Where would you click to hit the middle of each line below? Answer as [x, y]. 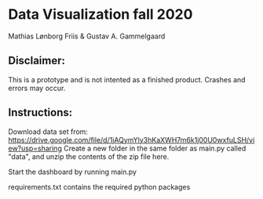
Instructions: [40, 112]
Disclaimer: [37, 61]
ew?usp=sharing [35, 148]
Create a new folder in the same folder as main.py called [155, 148]
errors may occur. [37, 88]
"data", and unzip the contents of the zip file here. [89, 156]
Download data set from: [48, 132]
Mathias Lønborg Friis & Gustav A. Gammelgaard [87, 36]
